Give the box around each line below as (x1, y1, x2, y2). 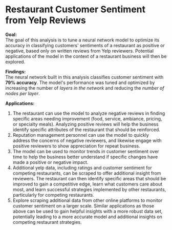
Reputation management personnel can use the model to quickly (12, 132, 149, 138)
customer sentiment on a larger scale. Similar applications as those (12, 202, 155, 208)
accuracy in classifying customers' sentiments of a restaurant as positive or (5, 42, 165, 48)
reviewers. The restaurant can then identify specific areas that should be (12, 175, 166, 181)
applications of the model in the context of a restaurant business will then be (5, 53, 167, 59)
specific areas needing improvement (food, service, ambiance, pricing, (12, 115, 162, 121)
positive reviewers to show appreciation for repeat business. (12, 142, 140, 149)
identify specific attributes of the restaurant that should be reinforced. (12, 127, 160, 133)
